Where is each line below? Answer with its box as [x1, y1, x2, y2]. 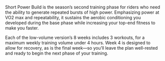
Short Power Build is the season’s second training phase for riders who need [5, 4, 161, 10]
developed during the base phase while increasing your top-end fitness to [5, 20, 156, 26]
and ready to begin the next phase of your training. [5, 50, 108, 56]
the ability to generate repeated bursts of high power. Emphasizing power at [5, 9, 160, 15]
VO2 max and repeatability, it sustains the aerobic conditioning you [5, 15, 141, 20]
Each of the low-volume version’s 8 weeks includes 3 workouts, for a [5, 34, 145, 40]
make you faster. [5, 25, 39, 31]
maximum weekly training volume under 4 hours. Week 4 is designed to [5, 40, 151, 46]
